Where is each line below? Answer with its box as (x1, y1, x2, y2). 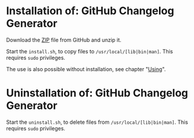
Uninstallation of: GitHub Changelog (6, 86, 189, 100)
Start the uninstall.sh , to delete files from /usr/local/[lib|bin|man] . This (6, 118, 189, 126)
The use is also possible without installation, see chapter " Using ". (6, 65, 166, 72)
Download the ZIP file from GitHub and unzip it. (6, 36, 122, 43)
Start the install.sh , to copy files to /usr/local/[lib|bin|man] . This (6, 47, 173, 54)
